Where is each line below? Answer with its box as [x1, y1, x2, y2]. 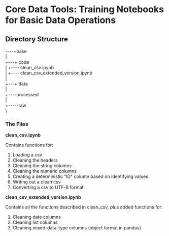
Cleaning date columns [12, 214, 61, 220]
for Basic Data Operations [5, 14, 116, 26]
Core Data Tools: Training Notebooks [5, 4, 164, 15]
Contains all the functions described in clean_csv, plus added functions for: [5, 204, 163, 210]
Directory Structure [5, 35, 69, 43]
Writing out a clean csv [12, 179, 61, 185]
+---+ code [5, 59, 29, 65]
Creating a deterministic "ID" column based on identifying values [12, 173, 149, 179]
